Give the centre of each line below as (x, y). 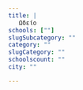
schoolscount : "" (37, 60)
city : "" (23, 67)
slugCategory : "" (37, 52)
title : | (23, 15)
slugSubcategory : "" (42, 37)
